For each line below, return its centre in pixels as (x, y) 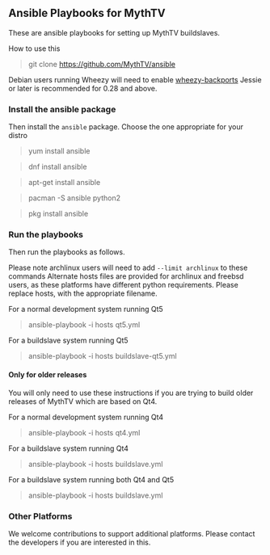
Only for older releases (48, 374)
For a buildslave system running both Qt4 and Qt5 (91, 479)
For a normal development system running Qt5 (86, 309)
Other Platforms (40, 516)
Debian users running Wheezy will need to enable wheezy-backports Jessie (135, 79)
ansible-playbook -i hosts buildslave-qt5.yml (102, 356)
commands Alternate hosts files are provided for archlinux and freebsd (126, 276)
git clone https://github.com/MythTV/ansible (102, 64)
